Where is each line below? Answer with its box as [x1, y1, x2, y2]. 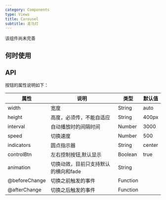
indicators [7, 142, 31, 149]
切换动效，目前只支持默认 [50, 161, 110, 168]
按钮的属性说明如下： [5, 82, 48, 88]
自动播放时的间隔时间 [50, 124, 100, 131]
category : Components [5, 7, 50, 12]
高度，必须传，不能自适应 [50, 114, 110, 121]
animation [7, 164, 31, 171]
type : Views [5, 12, 30, 17]
